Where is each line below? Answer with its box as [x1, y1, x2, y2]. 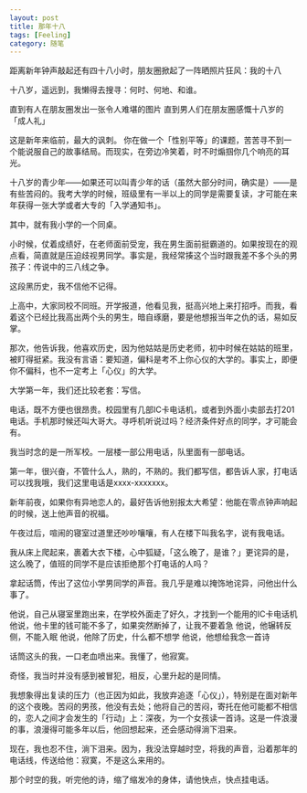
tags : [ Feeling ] [9, 30, 71, 39]
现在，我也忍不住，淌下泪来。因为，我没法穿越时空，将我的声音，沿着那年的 [9, 744, 298, 755]
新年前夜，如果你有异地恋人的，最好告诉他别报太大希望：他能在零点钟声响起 [9, 497, 298, 508]
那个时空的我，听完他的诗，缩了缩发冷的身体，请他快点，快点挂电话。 [9, 774, 274, 786]
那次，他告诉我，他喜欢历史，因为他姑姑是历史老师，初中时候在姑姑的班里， [9, 343, 298, 354]
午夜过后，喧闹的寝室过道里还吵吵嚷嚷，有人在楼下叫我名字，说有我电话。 [9, 527, 290, 539]
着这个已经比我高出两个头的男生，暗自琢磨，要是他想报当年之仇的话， [9, 312, 274, 322]
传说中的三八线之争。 [33, 261, 114, 272]
